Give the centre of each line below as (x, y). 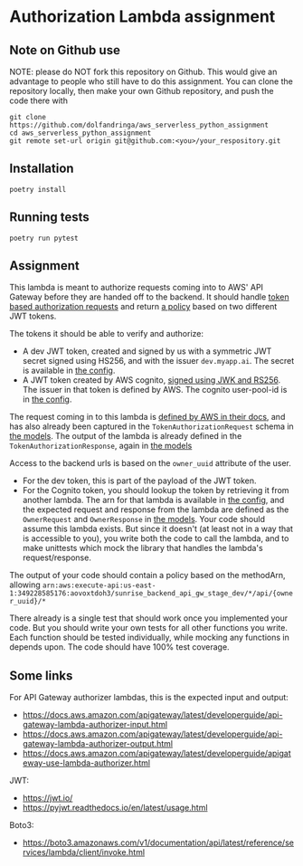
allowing (25, 585)
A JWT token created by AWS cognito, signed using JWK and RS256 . (151, 380)
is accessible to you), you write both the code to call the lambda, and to (156, 538)
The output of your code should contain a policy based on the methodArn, (148, 576)
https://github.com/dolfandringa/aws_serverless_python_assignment (139, 125)
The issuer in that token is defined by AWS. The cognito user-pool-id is (155, 390)
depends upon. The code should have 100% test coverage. (119, 647)
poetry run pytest (44, 238)
